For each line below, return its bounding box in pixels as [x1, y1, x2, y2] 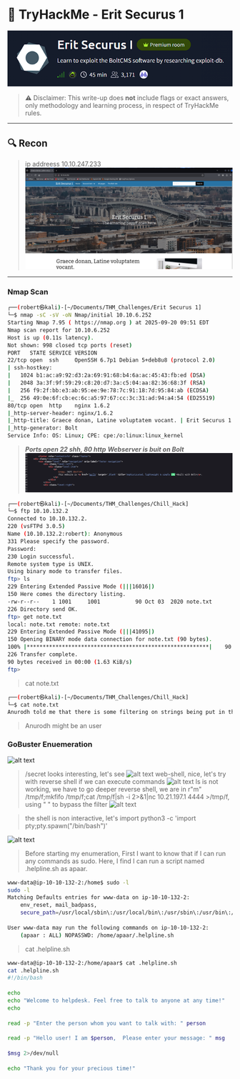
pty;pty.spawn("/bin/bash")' [24, 821, 108, 830]
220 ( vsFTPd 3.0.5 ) [7, 523, 66, 530]
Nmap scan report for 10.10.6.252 [7, 327, 111, 334]
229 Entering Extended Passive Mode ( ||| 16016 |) [7, 583, 155, 590]
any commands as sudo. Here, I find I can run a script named [24, 857, 205, 865]
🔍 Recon [7, 137, 48, 149]
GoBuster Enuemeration [7, 740, 93, 750]
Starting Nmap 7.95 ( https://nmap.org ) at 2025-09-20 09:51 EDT [7, 319, 209, 327]
